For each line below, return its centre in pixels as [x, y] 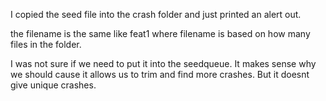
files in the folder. [46, 44]
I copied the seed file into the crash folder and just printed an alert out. [156, 14]
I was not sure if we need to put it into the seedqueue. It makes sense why [163, 63]
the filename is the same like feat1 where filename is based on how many [160, 33]
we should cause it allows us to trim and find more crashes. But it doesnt [160, 74]
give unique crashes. [53, 85]
